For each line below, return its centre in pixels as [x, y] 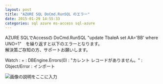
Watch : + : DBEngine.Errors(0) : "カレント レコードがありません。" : [74, 60]
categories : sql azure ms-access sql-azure [50, 23]
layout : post [18, 10]
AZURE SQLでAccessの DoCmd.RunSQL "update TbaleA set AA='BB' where [81, 38]
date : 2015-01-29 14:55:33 [33, 19]
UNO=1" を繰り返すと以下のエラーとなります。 [54, 44]
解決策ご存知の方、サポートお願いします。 [48, 50]
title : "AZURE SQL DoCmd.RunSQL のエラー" [47, 14]
